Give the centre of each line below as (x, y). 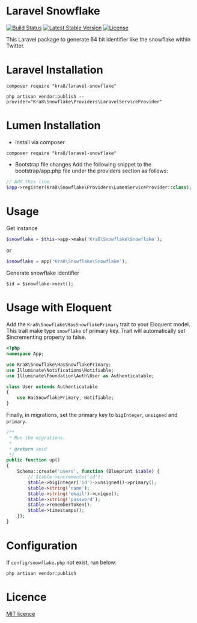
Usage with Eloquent (59, 308)
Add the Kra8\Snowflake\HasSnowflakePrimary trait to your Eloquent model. (98, 324)
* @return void (28, 449)
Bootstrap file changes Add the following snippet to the (83, 164)
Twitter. (16, 46)
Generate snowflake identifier (43, 273)
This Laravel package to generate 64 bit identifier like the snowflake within (98, 39)
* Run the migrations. (37, 438)
